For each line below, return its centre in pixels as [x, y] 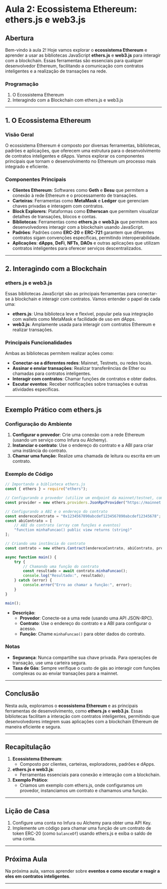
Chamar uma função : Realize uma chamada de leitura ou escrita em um [86, 455]
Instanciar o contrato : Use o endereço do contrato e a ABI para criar [83, 445]
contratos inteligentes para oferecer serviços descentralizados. [77, 248]
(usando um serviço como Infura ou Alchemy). [60, 440]
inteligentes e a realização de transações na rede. [56, 71]
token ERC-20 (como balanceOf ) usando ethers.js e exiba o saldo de [82, 833]
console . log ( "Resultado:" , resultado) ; [64, 576]
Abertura [19, 38]
